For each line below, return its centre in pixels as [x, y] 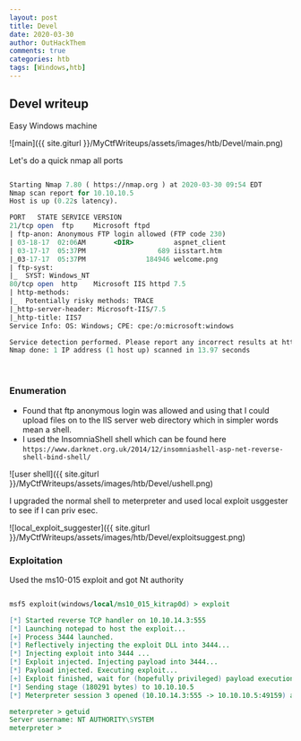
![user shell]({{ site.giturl [55, 474]
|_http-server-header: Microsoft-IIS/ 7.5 [88, 309]
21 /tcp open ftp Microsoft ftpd [80, 226]
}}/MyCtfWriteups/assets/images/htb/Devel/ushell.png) [111, 483]
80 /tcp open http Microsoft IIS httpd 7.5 [98, 284]
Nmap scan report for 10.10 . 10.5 [72, 193]
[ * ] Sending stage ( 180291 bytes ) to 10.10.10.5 [102, 687]
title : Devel [34, 26]
